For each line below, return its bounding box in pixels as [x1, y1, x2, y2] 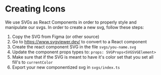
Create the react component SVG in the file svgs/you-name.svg [12, 44, 137, 50]
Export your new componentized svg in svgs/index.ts [12, 64, 120, 70]
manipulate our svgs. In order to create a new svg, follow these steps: [5, 24, 145, 30]
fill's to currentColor [12, 59, 53, 65]
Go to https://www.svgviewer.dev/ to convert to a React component [12, 38, 147, 44]
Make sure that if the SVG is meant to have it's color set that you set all [12, 54, 154, 60]
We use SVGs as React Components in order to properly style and [5, 19, 137, 25]
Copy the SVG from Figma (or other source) [12, 34, 99, 39]
